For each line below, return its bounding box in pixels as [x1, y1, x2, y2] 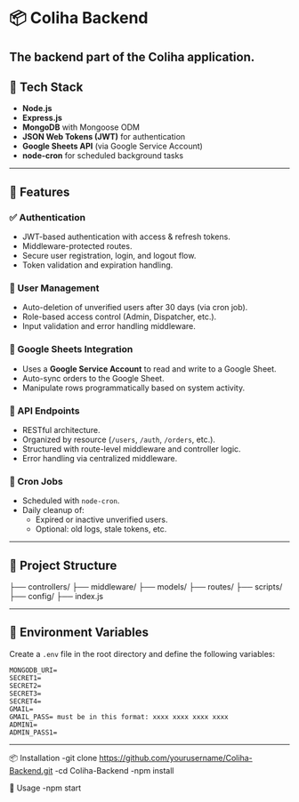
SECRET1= [9, 673, 42, 682]
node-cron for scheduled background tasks [21, 150, 184, 161]
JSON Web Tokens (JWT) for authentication [21, 132, 186, 142]
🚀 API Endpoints [9, 405, 80, 417]
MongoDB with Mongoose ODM [21, 122, 141, 132]
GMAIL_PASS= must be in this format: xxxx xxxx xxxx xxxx [9, 712, 229, 721]
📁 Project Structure [9, 557, 117, 573]
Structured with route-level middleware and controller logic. [21, 443, 242, 454]
